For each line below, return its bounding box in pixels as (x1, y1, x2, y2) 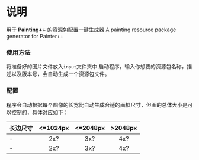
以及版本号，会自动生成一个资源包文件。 (11, 70, 110, 77)
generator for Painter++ (6, 32, 64, 40)
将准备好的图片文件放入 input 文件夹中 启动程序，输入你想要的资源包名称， (6, 63, 187, 70)
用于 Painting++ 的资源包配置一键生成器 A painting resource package (6, 26, 176, 33)
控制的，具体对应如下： (11, 109, 69, 116)
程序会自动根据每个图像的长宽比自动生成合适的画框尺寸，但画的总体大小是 (6, 101, 188, 108)
